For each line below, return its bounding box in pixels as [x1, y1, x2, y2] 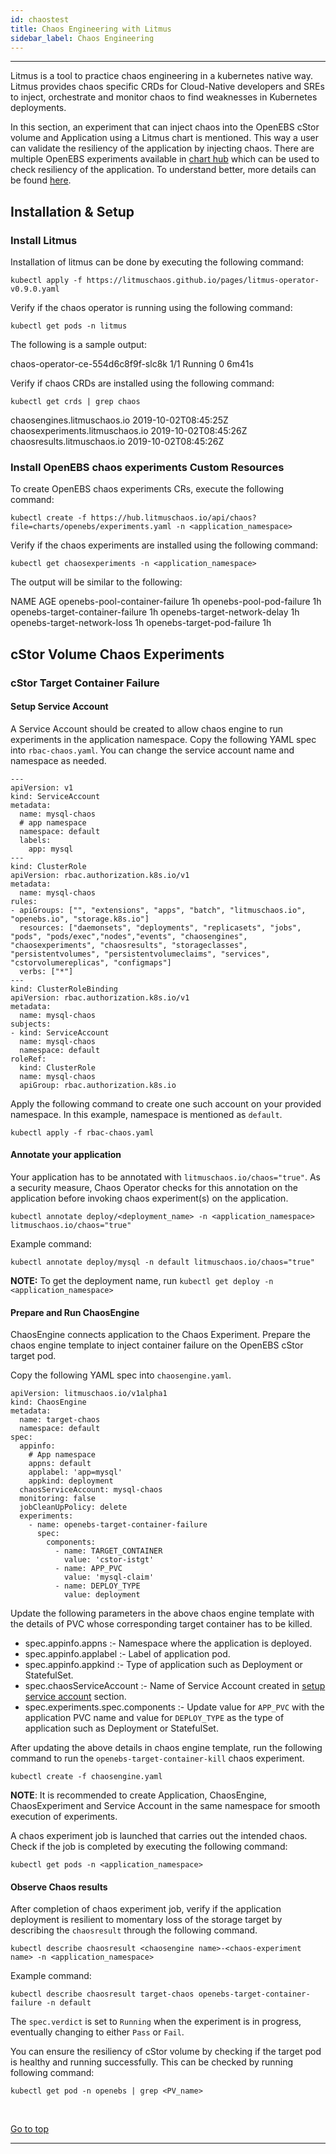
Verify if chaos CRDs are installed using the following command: [10, 377, 275, 390]
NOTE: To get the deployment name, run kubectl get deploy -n [10, 1275, 274, 1287]
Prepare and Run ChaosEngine [10, 1306, 140, 1318]
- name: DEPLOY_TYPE [54, 1581, 141, 1591]
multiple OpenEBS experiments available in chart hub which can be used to [10, 153, 320, 165]
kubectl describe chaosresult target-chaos [10, 1989, 195, 2000]
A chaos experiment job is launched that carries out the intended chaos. [10, 1830, 308, 1842]
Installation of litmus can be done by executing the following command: [10, 256, 304, 268]
